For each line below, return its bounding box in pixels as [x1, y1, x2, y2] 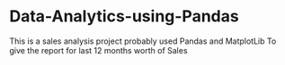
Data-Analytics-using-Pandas [9, 6, 240, 27]
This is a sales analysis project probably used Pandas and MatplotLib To [9, 36, 277, 46]
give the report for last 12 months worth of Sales [9, 45, 188, 55]
